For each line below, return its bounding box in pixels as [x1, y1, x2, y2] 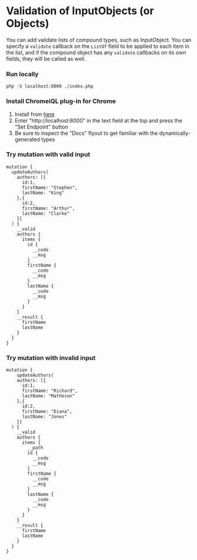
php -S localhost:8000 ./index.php [6, 83, 94, 89]
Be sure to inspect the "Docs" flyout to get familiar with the [14, 129, 158, 137]
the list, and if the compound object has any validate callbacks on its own [6, 49, 186, 56]
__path [27, 445, 44, 451]
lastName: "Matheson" [21, 393, 75, 399]
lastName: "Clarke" [21, 210, 70, 217]
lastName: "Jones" [21, 414, 67, 420]
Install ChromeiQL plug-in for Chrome [6, 97, 116, 105]
